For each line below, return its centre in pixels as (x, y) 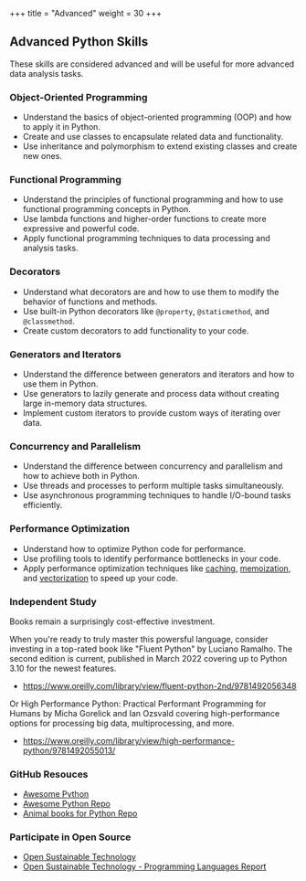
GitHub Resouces (49, 774)
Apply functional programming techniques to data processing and (147, 239)
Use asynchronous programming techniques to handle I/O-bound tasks (157, 495)
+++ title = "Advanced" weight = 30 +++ (86, 13)
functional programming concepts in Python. (107, 209)
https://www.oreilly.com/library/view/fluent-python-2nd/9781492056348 (159, 685)
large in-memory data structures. (85, 403)
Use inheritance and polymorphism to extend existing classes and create (160, 146)
